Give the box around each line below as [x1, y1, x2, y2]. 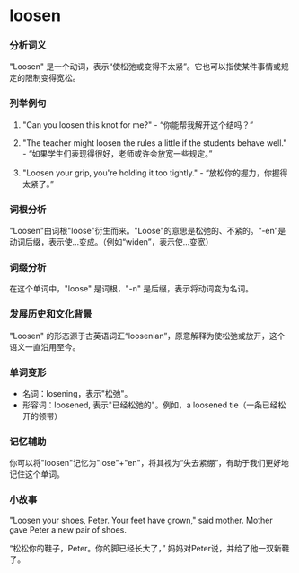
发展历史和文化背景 [9, 308, 92, 320]
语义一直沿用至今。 [9, 341, 81, 352]
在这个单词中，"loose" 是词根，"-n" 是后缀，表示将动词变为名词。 [9, 283, 254, 294]
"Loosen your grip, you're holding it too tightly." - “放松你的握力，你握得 [22, 167, 288, 178]
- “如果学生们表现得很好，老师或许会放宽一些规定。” [22, 148, 213, 158]
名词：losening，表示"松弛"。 [22, 388, 133, 398]
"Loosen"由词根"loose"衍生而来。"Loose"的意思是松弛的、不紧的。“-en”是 [9, 226, 286, 237]
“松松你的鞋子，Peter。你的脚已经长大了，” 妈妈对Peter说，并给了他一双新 [9, 542, 283, 553]
